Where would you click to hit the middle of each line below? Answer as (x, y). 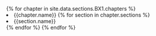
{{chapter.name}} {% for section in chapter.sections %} (82, 15)
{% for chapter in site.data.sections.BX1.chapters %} (71, 9)
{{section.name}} (35, 21)
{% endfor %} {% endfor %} (41, 27)
